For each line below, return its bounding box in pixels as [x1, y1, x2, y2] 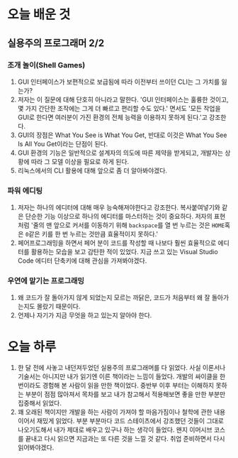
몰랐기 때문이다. [36, 302, 81, 311]
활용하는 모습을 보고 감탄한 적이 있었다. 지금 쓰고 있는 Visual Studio [30, 248, 218, 256]
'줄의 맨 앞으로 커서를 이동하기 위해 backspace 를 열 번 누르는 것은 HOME [30, 221, 225, 229]
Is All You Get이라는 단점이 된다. [17, 139, 108, 148]
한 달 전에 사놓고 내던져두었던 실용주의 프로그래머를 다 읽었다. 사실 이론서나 [17, 364, 226, 372]
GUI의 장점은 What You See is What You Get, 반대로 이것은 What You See [17, 131, 227, 139]
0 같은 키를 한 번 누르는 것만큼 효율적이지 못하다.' [25, 230, 159, 239]
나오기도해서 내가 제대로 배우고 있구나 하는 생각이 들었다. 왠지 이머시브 [17, 425, 212, 434]
